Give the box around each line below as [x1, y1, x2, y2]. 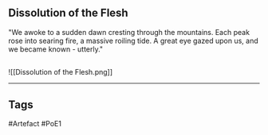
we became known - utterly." [8, 44, 104, 54]
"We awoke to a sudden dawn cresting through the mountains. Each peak [8, 27, 250, 37]
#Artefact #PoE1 [8, 119, 62, 129]
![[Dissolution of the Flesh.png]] [8, 67, 113, 77]
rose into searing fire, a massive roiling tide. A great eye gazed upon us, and [8, 36, 259, 45]
